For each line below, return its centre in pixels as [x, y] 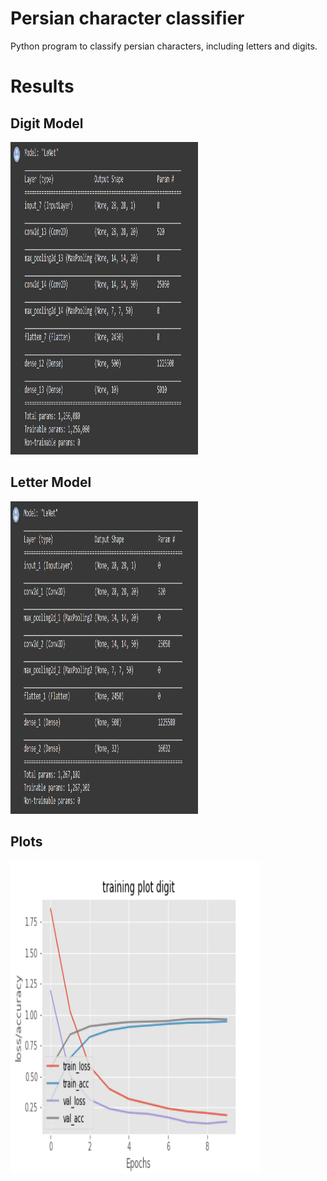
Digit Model [47, 123]
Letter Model [51, 482]
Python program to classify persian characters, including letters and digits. [164, 46]
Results [42, 86]
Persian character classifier [127, 18]
